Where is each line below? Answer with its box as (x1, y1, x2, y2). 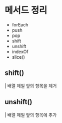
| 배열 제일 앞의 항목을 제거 (4, 83, 57, 89)
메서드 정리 (4, 5, 47, 16)
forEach (11, 21, 28, 28)
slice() (11, 54, 25, 60)
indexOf (11, 49, 28, 55)
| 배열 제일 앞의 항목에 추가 (4, 112, 57, 118)
